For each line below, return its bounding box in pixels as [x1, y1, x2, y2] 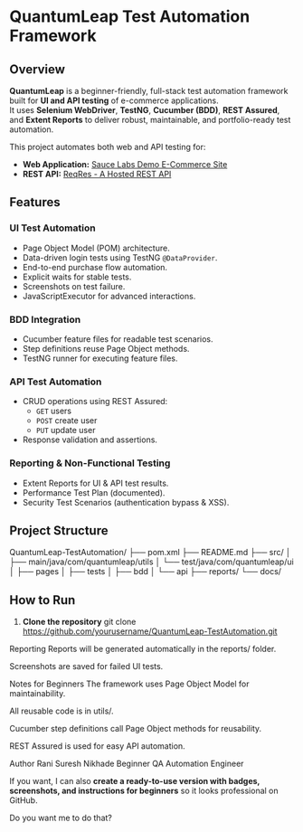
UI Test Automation [9, 222, 97, 234]
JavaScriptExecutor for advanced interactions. [22, 290, 196, 301]
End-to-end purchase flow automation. [22, 261, 168, 272]
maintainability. [9, 688, 66, 699]
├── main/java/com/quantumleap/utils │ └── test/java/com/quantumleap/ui [9, 556, 294, 567]
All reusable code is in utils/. [9, 705, 115, 716]
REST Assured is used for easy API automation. [9, 741, 185, 752]
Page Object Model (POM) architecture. [22, 242, 170, 253]
